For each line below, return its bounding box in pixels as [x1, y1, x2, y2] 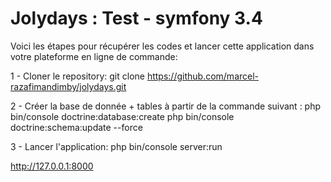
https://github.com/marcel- [146, 70, 260, 82]
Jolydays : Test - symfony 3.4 [10, 7, 263, 30]
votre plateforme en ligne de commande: [10, 50, 178, 62]
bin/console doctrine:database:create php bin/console [10, 110, 235, 122]
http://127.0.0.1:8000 [10, 160, 94, 172]
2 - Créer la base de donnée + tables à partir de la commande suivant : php [10, 100, 322, 112]
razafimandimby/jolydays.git [10, 80, 127, 92]
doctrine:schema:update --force [10, 121, 143, 133]
